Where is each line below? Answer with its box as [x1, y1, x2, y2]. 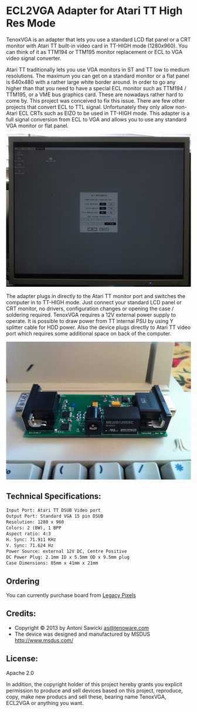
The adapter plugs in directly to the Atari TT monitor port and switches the [6, 292, 186, 300]
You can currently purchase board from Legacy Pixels [6, 591, 136, 599]
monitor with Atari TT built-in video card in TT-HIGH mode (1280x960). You [6, 42, 188, 49]
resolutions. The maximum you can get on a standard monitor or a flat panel [6, 72, 189, 79]
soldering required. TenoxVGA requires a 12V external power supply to [6, 311, 176, 318]
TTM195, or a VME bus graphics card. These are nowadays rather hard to [6, 91, 184, 98]
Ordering [6, 576, 40, 586]
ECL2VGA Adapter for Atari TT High [6, 4, 183, 18]
